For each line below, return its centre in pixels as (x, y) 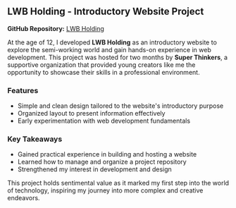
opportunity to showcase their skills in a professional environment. (104, 72)
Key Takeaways (35, 139)
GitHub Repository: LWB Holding (56, 28)
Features (23, 90)
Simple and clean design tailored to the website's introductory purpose (120, 106)
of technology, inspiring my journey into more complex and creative (105, 190)
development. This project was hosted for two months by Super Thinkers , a (117, 57)
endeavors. (24, 198)
